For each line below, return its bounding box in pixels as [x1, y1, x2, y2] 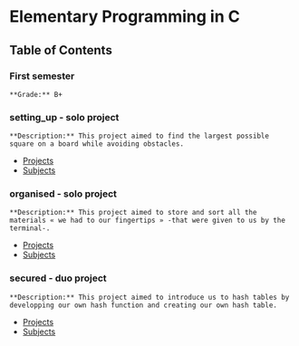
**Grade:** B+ [9, 90, 63, 99]
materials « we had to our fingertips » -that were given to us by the [9, 216, 285, 226]
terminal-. [9, 224, 51, 233]
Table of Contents [9, 43, 113, 58]
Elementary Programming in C [9, 6, 240, 27]
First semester [9, 70, 75, 82]
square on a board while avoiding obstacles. [9, 139, 184, 149]
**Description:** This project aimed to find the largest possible [9, 131, 270, 141]
